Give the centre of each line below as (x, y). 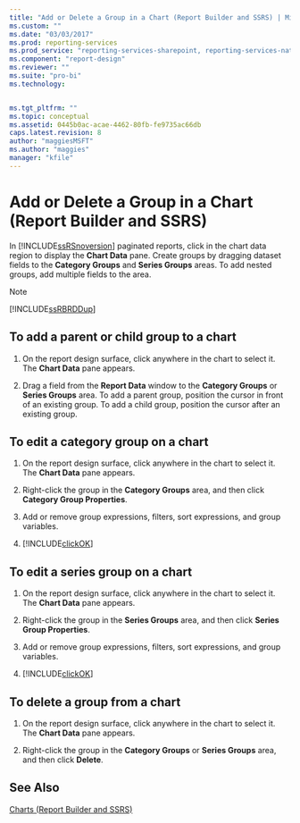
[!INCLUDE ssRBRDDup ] (53, 308)
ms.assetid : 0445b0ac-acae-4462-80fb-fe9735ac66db (105, 125)
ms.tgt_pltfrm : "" (43, 108)
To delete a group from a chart (95, 702)
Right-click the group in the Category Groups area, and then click (143, 490)
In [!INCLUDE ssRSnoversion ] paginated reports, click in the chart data (138, 246)
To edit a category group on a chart (109, 442)
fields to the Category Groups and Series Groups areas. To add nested (141, 265)
